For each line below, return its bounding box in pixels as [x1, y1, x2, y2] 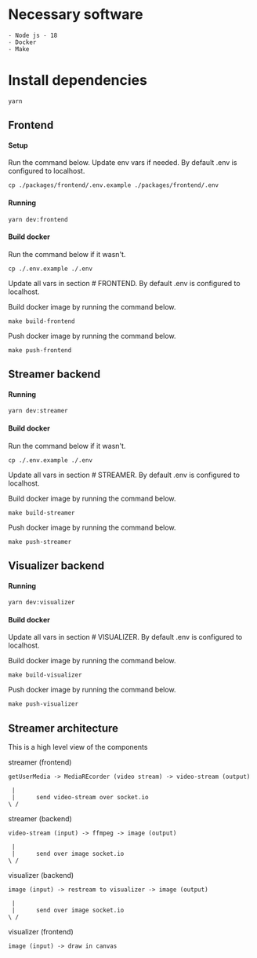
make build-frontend [8, 317, 76, 325]
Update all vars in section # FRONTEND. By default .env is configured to [8, 278, 241, 288]
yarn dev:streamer [8, 407, 68, 415]
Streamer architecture [8, 721, 119, 735]
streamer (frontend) [8, 758, 72, 767]
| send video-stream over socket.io [11, 794, 149, 802]
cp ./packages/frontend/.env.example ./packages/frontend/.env [8, 182, 219, 189]
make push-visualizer [8, 700, 79, 708]
